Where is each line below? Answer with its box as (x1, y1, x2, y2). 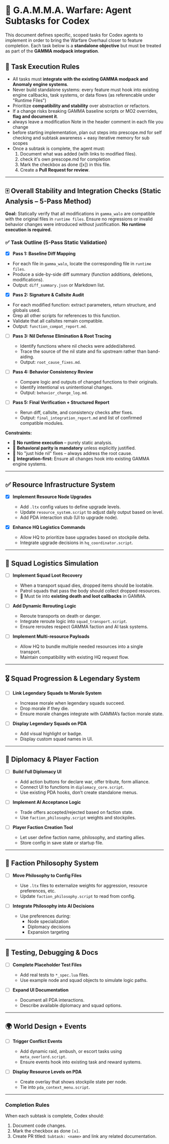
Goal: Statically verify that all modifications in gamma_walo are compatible (5, 210, 155, 216)
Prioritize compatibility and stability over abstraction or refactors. (12, 103, 150, 109)
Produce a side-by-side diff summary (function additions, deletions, (12, 271, 153, 277)
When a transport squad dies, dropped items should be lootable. (20, 582, 154, 588)
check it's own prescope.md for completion (20, 156, 111, 162)
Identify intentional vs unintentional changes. (20, 385, 113, 391)
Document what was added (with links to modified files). (20, 150, 137, 157)
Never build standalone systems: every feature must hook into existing (12, 87, 159, 93)
